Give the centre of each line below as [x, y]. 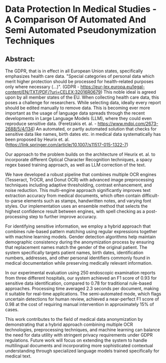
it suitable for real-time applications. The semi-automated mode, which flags [83, 294]
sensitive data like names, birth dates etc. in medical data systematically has [83, 134]
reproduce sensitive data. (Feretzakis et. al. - [51, 123]
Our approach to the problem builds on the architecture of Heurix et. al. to [80, 154]
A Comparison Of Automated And [76, 20]
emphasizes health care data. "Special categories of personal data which [80, 76]
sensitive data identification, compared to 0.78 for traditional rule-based [79, 283]
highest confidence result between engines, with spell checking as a [75, 211]
